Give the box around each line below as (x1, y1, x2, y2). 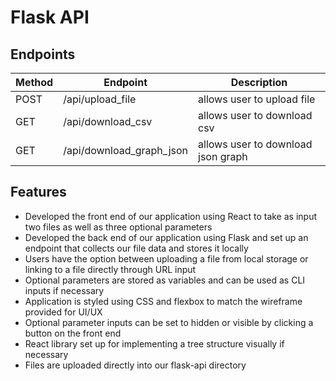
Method (15, 76, 54, 89)
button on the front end (24, 327, 122, 339)
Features (10, 184, 67, 201)
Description (230, 76, 288, 89)
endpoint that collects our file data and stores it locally (24, 242, 249, 254)
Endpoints (10, 46, 76, 63)
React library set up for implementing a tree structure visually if (24, 337, 285, 350)
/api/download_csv (63, 115, 153, 128)
